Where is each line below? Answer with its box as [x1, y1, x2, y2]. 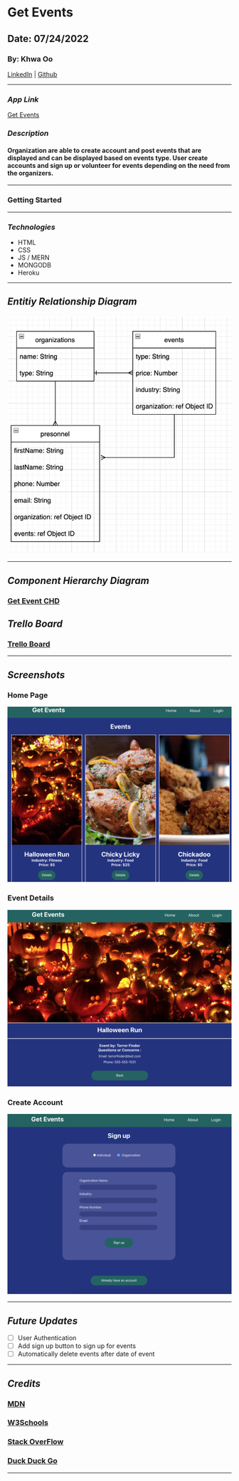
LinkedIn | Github [7, 70, 58, 78]
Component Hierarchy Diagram [7, 574, 149, 587]
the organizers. [7, 169, 54, 177]
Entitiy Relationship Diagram [7, 296, 137, 308]
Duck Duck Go [7, 1456, 58, 1466]
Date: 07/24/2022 [7, 33, 89, 45]
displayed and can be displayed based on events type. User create [7, 154, 208, 162]
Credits [7, 1377, 41, 1389]
